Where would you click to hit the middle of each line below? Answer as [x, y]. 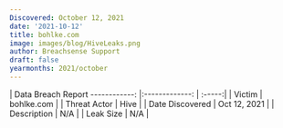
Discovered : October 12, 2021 [67, 18]
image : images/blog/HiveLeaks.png [75, 43]
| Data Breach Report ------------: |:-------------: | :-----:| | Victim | [136, 94]
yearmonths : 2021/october [58, 69]
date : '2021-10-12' [47, 26]
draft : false [34, 60]
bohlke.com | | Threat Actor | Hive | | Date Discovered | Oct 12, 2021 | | [142, 103]
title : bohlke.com [44, 34]
